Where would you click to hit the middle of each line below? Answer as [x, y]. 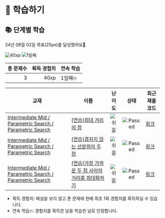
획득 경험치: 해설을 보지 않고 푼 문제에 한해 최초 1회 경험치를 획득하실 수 [80, 198]
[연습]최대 [82, 120]
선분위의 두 [89, 147]
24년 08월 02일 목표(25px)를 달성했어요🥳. [46, 45]
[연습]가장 [82, 163]
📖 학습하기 [25, 10]
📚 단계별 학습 [25, 30]
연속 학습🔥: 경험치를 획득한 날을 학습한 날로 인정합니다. [65, 211]
